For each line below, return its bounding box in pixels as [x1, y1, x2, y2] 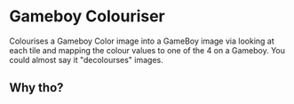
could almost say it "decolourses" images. [9, 54, 164, 65]
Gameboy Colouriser [9, 6, 166, 27]
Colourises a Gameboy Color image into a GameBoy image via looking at [9, 36, 275, 46]
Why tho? [9, 80, 64, 95]
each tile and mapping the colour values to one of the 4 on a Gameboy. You [9, 44, 286, 55]
